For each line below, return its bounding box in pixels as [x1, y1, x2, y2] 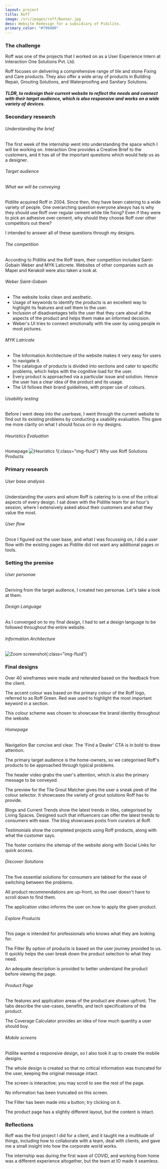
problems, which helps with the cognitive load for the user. [12, 368, 133, 374]
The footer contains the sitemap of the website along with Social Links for [5, 842, 156, 848]
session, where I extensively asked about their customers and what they [5, 504, 153, 510]
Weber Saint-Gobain [5, 279, 47, 285]
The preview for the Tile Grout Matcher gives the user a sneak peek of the [5, 786, 157, 793]
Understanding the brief [5, 125, 55, 132]
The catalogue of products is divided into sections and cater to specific [12, 363, 159, 369]
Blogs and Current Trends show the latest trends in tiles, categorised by [5, 807, 153, 813]
